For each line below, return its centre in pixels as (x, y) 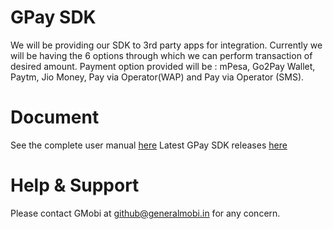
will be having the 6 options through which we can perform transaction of (161, 55)
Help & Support (75, 185)
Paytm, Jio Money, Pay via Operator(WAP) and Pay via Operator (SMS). (157, 77)
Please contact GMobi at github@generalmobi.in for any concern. (145, 213)
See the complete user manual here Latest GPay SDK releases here (149, 145)
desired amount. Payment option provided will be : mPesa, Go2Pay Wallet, (163, 66)
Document (55, 117)
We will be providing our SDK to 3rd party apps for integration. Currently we (166, 45)
